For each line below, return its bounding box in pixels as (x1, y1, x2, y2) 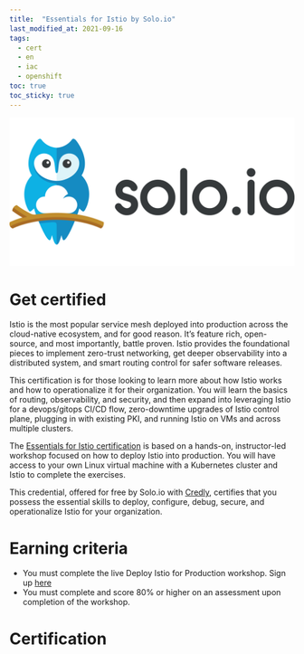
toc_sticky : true (9, 90, 75, 100)
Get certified (9, 289, 107, 309)
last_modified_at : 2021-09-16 (9, 24, 124, 33)
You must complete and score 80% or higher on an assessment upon (22, 587, 281, 598)
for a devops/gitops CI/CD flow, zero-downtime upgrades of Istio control (9, 403, 280, 415)
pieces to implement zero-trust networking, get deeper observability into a (9, 348, 288, 359)
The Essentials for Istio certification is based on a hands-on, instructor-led (9, 441, 287, 451)
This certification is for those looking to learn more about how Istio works (9, 375, 282, 386)
